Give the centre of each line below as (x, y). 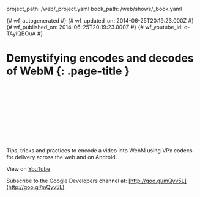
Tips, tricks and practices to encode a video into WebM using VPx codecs (99, 150)
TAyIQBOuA (21, 34)
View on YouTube (28, 169)
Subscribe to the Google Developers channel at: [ (69, 181)
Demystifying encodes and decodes (100, 58)
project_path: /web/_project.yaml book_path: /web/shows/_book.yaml (94, 9)
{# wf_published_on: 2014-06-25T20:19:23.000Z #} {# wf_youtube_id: (95, 27)
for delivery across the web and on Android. (62, 157)
